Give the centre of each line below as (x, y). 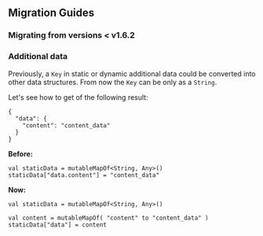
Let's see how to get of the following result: (78, 97)
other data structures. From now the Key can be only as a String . (113, 82)
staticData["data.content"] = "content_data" (84, 175)
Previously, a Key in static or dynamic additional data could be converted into (132, 73)
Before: (20, 153)
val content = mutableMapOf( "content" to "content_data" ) (109, 218)
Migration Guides (51, 13)
